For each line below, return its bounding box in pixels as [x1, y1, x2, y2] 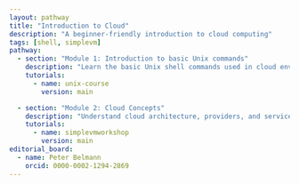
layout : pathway [9, 12, 69, 22]
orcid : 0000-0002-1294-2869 [25, 161, 129, 170]
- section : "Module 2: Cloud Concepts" [17, 103, 166, 112]
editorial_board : [9, 145, 74, 154]
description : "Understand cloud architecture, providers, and [25, 112, 261, 121]
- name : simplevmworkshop [32, 128, 129, 138]
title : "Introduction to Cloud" [9, 21, 129, 30]
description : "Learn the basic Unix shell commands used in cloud [25, 63, 277, 72]
